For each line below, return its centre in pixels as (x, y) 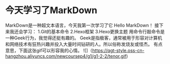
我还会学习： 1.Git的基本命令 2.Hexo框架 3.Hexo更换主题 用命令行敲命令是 (87, 31)
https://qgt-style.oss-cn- (118, 50)
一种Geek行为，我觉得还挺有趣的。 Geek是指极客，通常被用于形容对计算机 (84, 38)
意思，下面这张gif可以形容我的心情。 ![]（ (49, 50)
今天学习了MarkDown (51, 10)
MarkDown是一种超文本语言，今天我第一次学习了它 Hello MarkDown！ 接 (82, 25)
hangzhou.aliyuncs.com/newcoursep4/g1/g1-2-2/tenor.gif (66, 56)
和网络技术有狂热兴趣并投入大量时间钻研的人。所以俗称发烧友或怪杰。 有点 (84, 44)
